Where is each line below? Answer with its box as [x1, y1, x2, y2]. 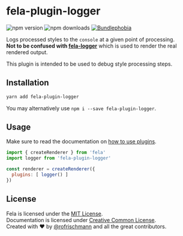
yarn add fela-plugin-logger [6, 93, 79, 100]
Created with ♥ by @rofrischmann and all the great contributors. [6, 223, 167, 230]
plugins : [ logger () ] [11, 172, 68, 178]
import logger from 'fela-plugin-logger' [6, 155, 112, 161]
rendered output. [6, 48, 48, 55]
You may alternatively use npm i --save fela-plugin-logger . [6, 104, 157, 112]
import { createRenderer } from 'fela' [6, 149, 106, 156]
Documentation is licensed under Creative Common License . [6, 216, 157, 223]
